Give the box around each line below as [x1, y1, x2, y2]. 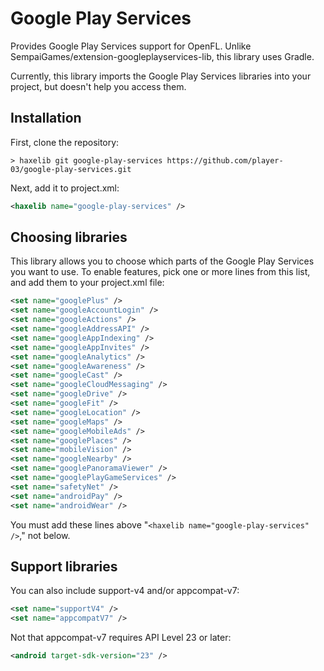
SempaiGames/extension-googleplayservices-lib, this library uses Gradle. [10, 50, 315, 62]
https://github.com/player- [166, 155, 284, 166]
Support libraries [10, 558, 118, 575]
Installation [10, 110, 82, 127]
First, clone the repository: [10, 136, 120, 148]
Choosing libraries [10, 229, 128, 246]
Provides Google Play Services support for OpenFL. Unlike [10, 40, 252, 52]
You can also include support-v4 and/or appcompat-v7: [10, 585, 240, 597]
